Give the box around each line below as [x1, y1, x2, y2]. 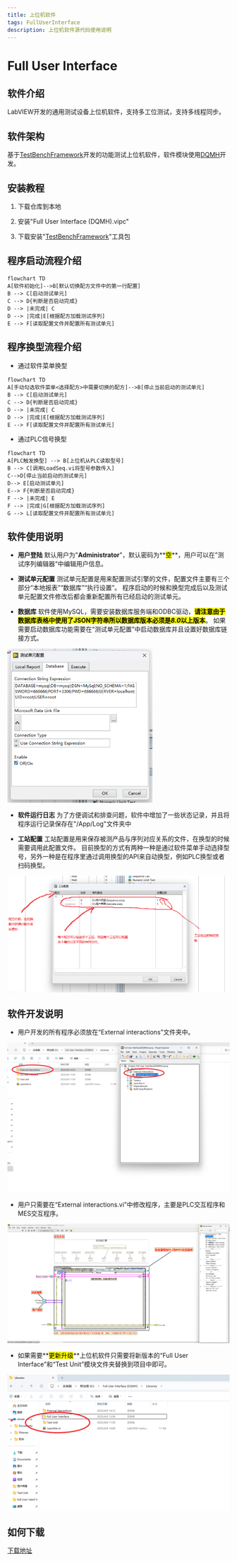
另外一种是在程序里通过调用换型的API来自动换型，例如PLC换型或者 [30, 853, 225, 861]
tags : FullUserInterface [7, 18, 80, 26]
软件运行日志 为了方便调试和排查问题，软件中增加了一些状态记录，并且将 [17, 811, 230, 819]
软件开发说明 [7, 1008, 63, 1020]
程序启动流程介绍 [7, 255, 82, 267]
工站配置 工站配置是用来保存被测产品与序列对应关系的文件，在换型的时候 [17, 835, 230, 843]
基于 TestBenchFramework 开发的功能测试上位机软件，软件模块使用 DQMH [7, 151, 220, 159]
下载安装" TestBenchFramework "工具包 [17, 232, 130, 241]
